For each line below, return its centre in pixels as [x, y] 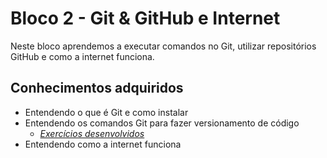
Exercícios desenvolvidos [92, 133]
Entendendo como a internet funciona [103, 144]
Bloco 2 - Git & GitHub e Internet [145, 18]
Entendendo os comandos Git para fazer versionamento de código [162, 123]
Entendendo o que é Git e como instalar [106, 112]
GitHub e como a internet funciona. [82, 56]
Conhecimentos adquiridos [97, 88]
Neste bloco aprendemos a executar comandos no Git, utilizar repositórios [163, 46]
